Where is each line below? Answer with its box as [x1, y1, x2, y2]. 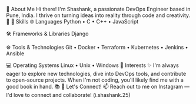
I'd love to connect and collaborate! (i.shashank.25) [6, 92, 131, 98]
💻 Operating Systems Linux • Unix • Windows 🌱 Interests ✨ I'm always [6, 62, 180, 69]
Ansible [6, 50, 25, 57]
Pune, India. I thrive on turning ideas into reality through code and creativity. [6, 12, 191, 19]
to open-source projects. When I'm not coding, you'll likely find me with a [6, 76, 184, 83]
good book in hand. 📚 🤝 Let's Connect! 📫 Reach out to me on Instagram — [6, 83, 190, 90]
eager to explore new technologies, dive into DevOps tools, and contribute [6, 71, 187, 77]
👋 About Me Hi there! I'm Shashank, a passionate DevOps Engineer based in [6, 6, 191, 12]
